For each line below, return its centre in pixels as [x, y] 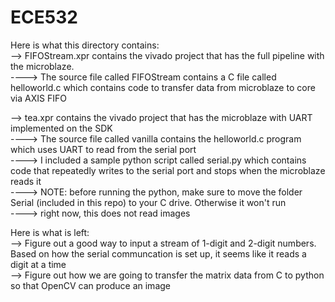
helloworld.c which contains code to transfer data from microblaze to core [163, 87]
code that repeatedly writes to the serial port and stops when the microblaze [168, 170]
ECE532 [44, 17]
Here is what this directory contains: [85, 45]
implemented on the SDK [61, 128]
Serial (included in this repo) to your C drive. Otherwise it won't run [148, 202]
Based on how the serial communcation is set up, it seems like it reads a [158, 253]
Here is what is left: [50, 232]
